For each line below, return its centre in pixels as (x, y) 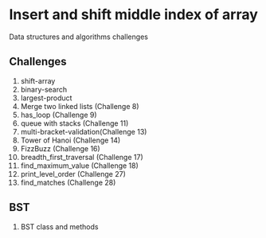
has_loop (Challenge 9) (59, 115)
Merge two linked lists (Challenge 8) (80, 106)
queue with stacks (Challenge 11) (74, 123)
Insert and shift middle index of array (133, 15)
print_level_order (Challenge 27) (73, 174)
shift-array (38, 80)
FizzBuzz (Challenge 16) (60, 148)
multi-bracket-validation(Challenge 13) (84, 131)
